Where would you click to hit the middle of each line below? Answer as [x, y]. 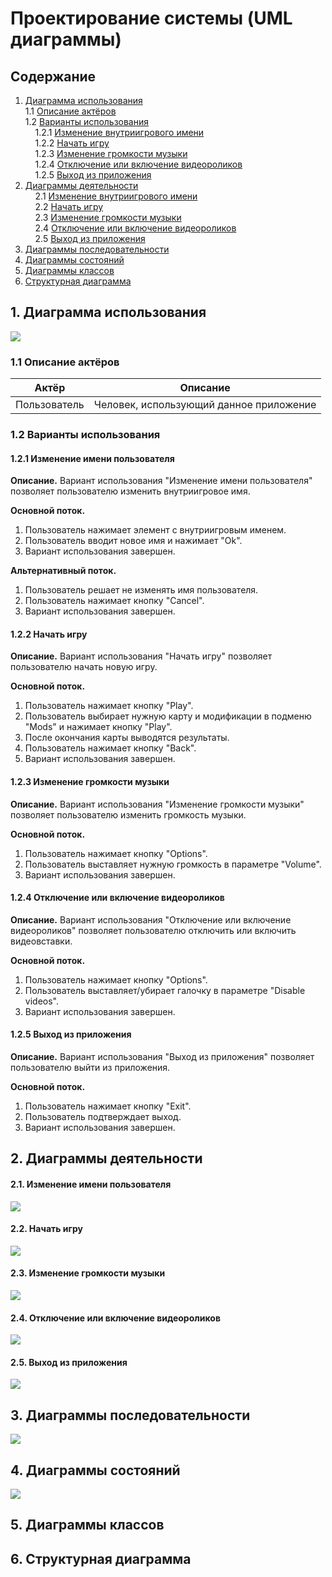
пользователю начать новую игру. [84, 667]
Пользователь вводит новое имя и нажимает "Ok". [133, 541]
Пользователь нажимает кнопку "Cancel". [114, 601]
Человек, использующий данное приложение [205, 405]
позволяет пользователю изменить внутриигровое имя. [130, 491]
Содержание [53, 76]
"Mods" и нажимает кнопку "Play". [98, 727]
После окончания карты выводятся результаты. [127, 738]
